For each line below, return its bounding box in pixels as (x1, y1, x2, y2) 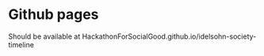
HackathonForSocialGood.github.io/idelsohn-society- (82, 32, 257, 41)
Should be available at (8, 32, 81, 41)
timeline (8, 39, 34, 49)
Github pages (8, 6, 99, 24)
